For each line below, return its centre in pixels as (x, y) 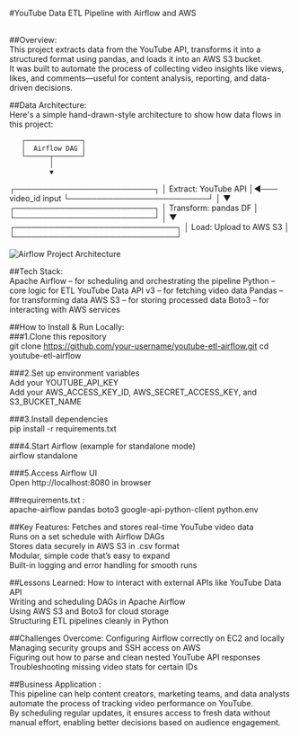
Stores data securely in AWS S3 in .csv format (94, 546)
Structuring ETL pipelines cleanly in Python (89, 621)
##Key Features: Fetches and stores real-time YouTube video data (132, 527)
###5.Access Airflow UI (53, 473)
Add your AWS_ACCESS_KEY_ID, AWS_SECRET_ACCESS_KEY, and (133, 392)
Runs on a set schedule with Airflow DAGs (87, 537)
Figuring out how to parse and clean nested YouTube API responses (135, 657)
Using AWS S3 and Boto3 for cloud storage (89, 611)
